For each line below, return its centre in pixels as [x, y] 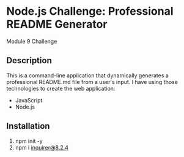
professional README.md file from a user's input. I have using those [92, 82]
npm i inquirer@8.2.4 [42, 147]
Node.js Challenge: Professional [90, 11]
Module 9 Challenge [32, 41]
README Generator [57, 24]
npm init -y [29, 141]
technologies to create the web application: [61, 88]
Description [29, 60]
